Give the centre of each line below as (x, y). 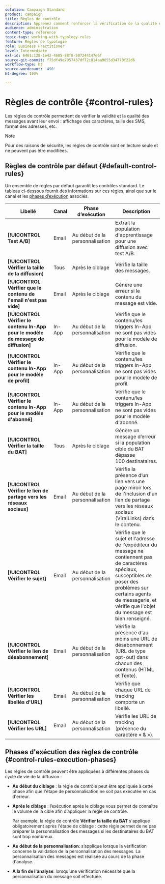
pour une (126, 241)
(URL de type (130, 651)
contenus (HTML (135, 669)
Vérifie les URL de (136, 716)
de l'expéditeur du (136, 545)
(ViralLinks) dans (135, 518)
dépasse (125, 455)
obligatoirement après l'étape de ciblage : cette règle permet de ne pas (84, 826)
